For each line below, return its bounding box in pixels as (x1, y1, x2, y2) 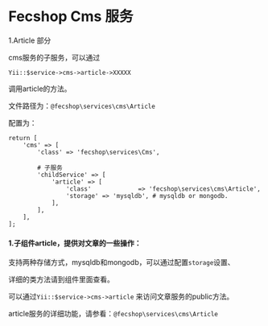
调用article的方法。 (8, 84, 72, 93)
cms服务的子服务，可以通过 (8, 52, 101, 62)
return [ (8, 134, 38, 142)
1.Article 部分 (8, 35, 52, 45)
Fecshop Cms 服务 (8, 7, 134, 26)
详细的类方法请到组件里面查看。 (8, 274, 114, 284)
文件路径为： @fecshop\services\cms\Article (8, 101, 155, 110)
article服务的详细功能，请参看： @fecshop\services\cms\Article (8, 309, 219, 319)
